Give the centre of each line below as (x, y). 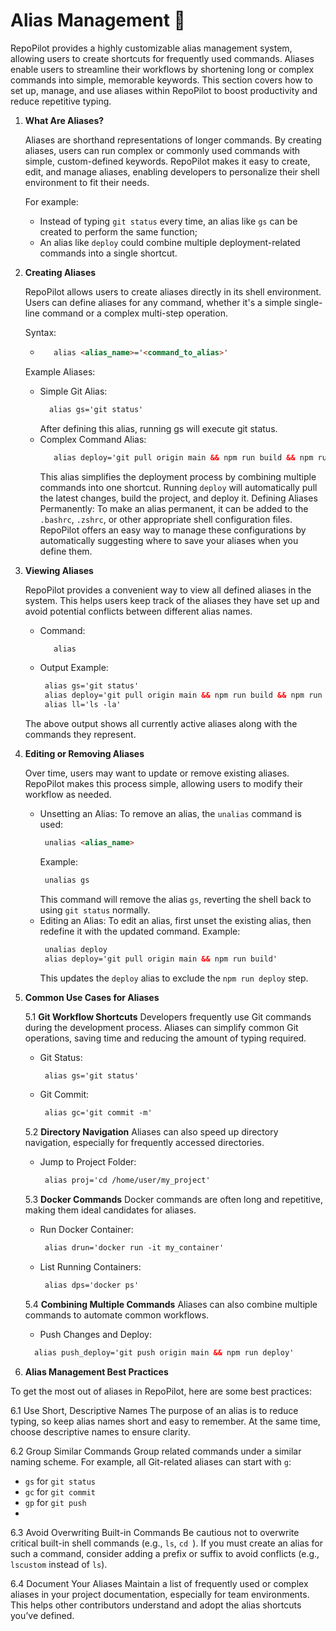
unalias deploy (76, 949)
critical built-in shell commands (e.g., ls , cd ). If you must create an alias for (166, 1543)
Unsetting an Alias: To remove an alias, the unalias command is (170, 814)
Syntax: (40, 332)
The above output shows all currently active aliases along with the (161, 724)
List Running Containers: (90, 1267)
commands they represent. (80, 735)
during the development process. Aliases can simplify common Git (161, 1027)
